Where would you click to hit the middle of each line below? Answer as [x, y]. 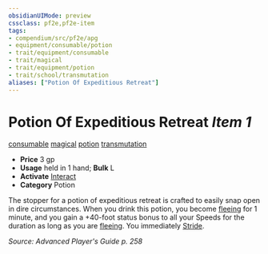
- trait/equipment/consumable [59, 53]
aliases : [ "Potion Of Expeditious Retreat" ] [84, 82]
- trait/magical [35, 61]
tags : [17, 30]
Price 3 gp [37, 160]
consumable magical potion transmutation [78, 144]
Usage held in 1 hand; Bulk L [67, 168]
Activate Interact [48, 177]
